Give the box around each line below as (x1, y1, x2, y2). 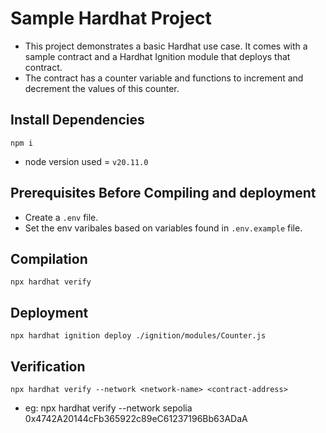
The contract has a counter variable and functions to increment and (24, 72, 304, 84)
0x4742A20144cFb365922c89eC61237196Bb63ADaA (24, 413, 248, 424)
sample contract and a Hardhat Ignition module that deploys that (24, 50, 291, 62)
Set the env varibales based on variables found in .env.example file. (24, 222, 303, 234)
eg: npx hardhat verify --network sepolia (24, 402, 193, 414)
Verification (10, 358, 86, 375)
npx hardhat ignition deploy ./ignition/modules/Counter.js (10, 331, 267, 341)
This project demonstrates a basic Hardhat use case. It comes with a (24, 40, 308, 52)
